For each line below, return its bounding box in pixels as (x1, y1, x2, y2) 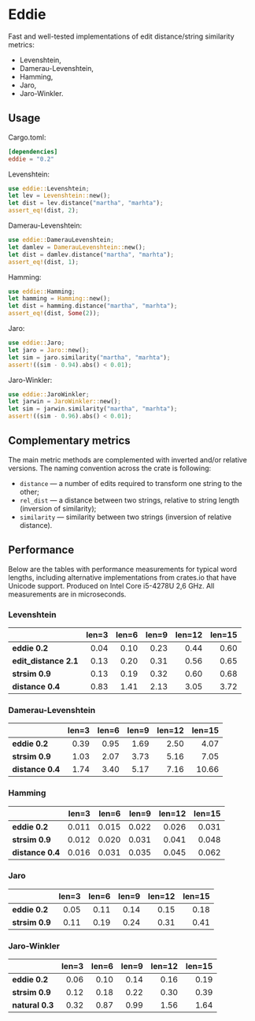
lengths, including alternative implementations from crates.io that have (8, 573, 237, 582)
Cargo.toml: (8, 132, 46, 142)
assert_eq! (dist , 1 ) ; (8, 258, 79, 265)
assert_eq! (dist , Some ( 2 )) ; (8, 310, 101, 317)
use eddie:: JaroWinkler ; (8, 390, 90, 399)
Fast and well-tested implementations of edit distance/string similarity (8, 32, 235, 41)
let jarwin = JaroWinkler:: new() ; (8, 398, 122, 406)
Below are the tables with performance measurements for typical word (8, 564, 238, 574)
